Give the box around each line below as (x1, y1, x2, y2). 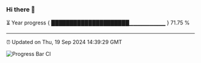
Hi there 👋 (6, 5, 36, 14)
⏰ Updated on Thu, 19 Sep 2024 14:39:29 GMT (6, 39, 123, 46)
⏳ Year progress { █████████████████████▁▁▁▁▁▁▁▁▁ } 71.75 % (6, 19, 190, 26)
